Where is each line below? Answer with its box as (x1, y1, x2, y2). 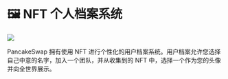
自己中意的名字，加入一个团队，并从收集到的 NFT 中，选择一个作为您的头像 (7, 56, 221, 64)
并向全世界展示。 (7, 65, 56, 73)
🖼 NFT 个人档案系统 (7, 6, 123, 22)
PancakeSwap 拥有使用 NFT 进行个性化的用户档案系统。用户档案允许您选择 (7, 47, 221, 56)
